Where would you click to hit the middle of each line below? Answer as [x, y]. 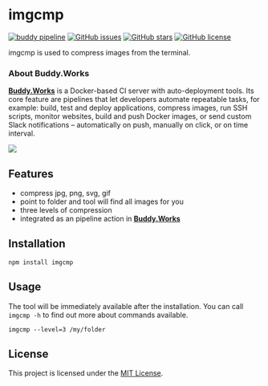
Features [31, 174]
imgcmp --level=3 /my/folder [57, 329]
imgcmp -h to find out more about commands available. [98, 315]
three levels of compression [66, 210]
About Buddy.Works [49, 73]
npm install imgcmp [41, 262]
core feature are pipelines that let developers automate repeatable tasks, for [134, 100]
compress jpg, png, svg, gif [65, 193]
